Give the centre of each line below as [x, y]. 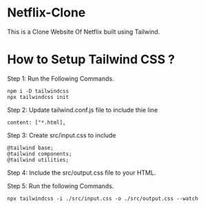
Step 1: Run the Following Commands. [61, 78]
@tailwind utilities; [38, 159]
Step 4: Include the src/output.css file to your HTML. [82, 173]
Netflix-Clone [46, 13]
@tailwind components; [40, 154]
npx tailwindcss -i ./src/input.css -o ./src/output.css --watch [102, 198]
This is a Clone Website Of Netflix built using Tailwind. [84, 32]
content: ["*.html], [37, 122]
